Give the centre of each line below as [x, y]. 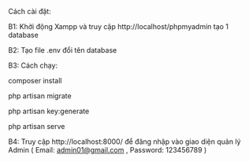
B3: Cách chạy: [33, 65]
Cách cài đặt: [30, 11]
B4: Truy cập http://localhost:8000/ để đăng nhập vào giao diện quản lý [124, 142]
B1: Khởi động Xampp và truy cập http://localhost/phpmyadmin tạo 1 [119, 26]
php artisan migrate [40, 96]
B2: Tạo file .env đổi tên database [63, 50]
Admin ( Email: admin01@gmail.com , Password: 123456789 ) [108, 150]
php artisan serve [37, 126]
